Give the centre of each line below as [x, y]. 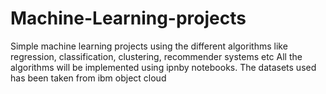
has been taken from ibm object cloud [88, 78]
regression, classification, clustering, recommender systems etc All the [156, 56]
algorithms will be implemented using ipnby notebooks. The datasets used [163, 67]
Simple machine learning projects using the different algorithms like [149, 46]
